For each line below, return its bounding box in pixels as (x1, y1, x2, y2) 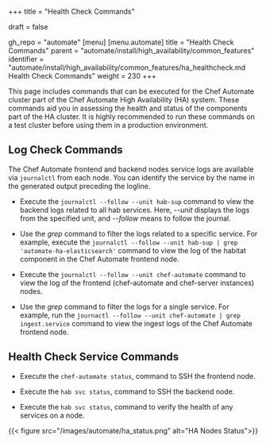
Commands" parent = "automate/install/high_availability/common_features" (8, 46, 255, 55)
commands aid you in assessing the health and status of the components (8, 103, 248, 113)
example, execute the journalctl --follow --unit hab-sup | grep (19, 237, 238, 247)
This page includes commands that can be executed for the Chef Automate (8, 87, 255, 96)
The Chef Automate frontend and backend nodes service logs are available (8, 164, 254, 174)
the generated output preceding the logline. (8, 181, 151, 191)
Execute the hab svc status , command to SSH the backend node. (19, 387, 235, 396)
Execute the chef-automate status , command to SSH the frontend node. (19, 371, 256, 380)
